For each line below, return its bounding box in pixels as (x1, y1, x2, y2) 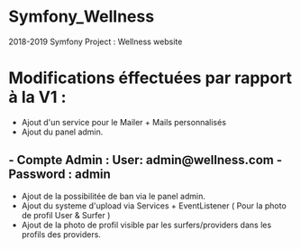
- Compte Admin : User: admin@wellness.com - (8, 152, 283, 168)
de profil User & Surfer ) (21, 209, 111, 220)
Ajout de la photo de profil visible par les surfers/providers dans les (21, 219, 272, 230)
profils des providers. (21, 228, 101, 240)
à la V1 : (8, 88, 67, 107)
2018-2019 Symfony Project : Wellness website (8, 36, 183, 47)
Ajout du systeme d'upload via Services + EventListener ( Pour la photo (21, 200, 287, 211)
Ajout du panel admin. (21, 126, 104, 137)
